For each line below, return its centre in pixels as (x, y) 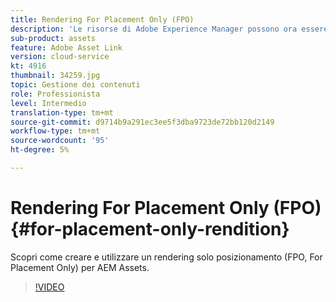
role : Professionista (55, 94)
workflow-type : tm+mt (55, 131)
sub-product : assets (53, 38)
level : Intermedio (48, 103)
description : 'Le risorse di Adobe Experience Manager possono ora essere (169, 29)
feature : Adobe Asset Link (66, 47)
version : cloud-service (60, 57)
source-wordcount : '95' (60, 141)
